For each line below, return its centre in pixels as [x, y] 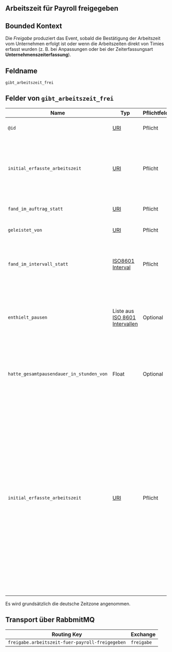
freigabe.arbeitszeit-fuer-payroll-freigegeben [67, 642]
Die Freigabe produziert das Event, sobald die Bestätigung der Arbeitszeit [83, 39]
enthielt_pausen [28, 317]
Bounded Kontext [34, 26]
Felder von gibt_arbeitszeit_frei [59, 98]
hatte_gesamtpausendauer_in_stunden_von [58, 374]
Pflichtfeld [156, 113]
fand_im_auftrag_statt [35, 209]
